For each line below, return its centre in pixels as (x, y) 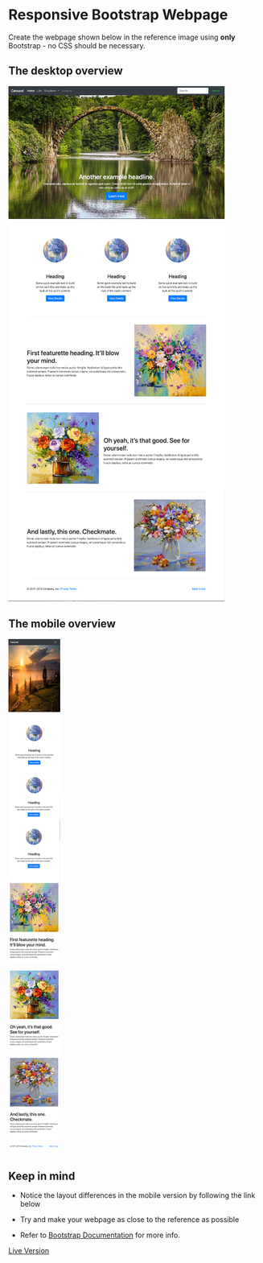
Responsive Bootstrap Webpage (118, 15)
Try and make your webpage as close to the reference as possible (129, 1220)
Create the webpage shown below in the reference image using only (122, 37)
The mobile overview (62, 624)
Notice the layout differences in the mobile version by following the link (138, 1195)
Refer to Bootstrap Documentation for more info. (100, 1235)
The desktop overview (66, 71)
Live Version (29, 1251)
